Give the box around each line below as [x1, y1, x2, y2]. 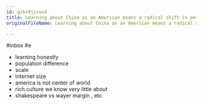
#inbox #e [6, 42, 31, 49]
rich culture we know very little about [14, 86, 108, 93]
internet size [14, 73, 47, 80]
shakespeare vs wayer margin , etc [14, 92, 103, 100]
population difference [14, 60, 69, 67]
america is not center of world [14, 79, 91, 86]
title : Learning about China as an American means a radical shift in [6, 14, 188, 21]
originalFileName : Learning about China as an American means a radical [6, 20, 193, 26]
